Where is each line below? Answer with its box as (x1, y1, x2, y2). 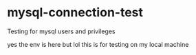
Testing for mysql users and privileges (7, 27, 116, 35)
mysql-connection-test (7, 5, 143, 20)
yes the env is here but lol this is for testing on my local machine (7, 40, 189, 48)
